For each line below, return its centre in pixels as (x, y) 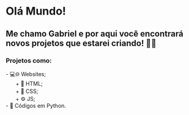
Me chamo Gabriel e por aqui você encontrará (95, 34)
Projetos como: (29, 60)
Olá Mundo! (36, 11)
